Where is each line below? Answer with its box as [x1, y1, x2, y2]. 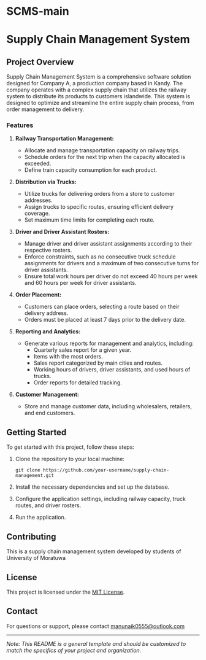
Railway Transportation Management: [15, 135, 114, 142]
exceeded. [24, 160, 51, 167]
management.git [15, 473, 55, 479]
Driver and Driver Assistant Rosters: [15, 228, 110, 236]
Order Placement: [15, 291, 62, 298]
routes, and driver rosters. [15, 502, 82, 509]
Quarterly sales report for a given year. [33, 346, 132, 354]
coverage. [24, 210, 50, 217]
